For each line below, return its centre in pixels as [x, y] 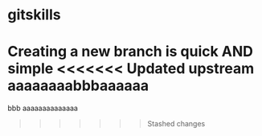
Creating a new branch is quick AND [131, 52]
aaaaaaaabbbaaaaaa [78, 86]
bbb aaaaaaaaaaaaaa [43, 108]
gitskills [34, 15]
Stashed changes [176, 124]
